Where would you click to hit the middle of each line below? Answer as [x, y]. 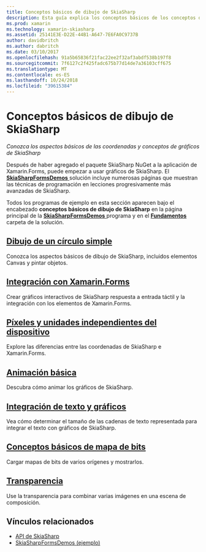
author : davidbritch [33, 40]
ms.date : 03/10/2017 [33, 52]
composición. [24, 502]
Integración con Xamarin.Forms [68, 282]
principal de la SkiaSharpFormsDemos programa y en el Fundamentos [97, 216]
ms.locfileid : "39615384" [39, 86]
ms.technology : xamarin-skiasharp [51, 29]
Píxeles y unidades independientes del [82, 322]
